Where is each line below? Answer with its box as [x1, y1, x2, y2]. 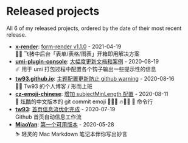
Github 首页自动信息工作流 [15, 113, 82, 120]
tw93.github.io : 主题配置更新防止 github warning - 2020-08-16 [15, 75, 175, 82]
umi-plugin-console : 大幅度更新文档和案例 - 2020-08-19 [15, 57, 159, 65]
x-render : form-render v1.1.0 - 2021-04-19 [15, 43, 122, 50]
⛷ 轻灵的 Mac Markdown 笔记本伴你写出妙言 [15, 130, 128, 137]
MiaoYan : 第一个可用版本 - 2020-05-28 [15, 120, 114, 128]
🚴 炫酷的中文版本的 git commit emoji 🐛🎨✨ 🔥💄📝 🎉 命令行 [15, 98, 153, 105]
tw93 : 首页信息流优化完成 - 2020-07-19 [15, 105, 116, 112]
